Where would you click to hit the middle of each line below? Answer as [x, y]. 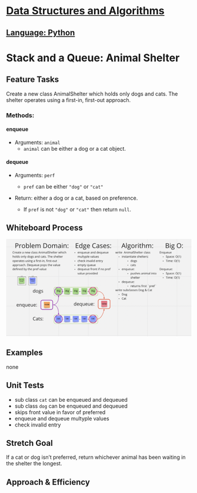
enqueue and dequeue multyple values [62, 418]
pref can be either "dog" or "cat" [63, 186]
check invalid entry [38, 425]
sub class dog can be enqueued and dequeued [71, 406]
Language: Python [41, 33]
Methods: [20, 115]
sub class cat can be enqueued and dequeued [71, 399]
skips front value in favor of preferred [60, 412]
